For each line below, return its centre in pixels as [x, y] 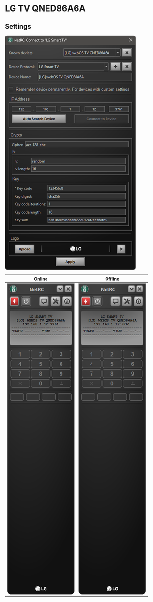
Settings [18, 27]
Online [41, 279]
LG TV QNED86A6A [45, 9]
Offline [112, 279]
